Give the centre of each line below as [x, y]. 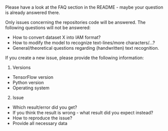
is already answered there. [33, 13]
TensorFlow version [33, 77]
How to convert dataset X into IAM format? [57, 37]
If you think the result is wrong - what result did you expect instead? [83, 113]
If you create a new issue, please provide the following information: [74, 58]
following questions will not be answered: [48, 28]
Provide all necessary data [40, 123]
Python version [28, 83]
